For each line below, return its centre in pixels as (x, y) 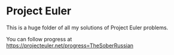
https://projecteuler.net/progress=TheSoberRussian (70, 45)
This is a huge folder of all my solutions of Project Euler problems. (87, 27)
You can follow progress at (39, 39)
